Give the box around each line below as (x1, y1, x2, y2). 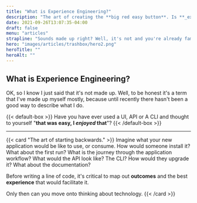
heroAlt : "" (6, 52, 35, 58)
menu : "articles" (6, 31, 49, 36)
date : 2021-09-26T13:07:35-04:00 (6, 19, 88, 25)
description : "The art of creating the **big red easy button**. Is (6, 14, 177, 20)
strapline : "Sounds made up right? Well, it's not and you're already (6, 36, 182, 42)
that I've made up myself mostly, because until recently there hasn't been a (6, 96, 188, 103)
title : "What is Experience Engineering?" (6, 8, 111, 15)
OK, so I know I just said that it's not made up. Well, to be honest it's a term (6, 89, 188, 97)
